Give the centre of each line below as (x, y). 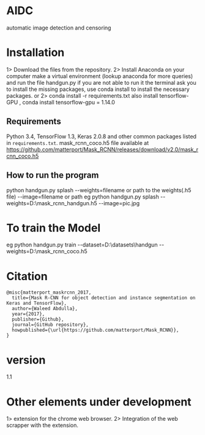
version (26, 360)
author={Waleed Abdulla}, (45, 309)
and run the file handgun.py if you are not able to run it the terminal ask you (102, 82)
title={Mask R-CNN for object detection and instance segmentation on (104, 298)
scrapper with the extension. (42, 425)
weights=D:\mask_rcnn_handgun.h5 (52, 203)
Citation (27, 276)
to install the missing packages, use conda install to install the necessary (98, 89)
